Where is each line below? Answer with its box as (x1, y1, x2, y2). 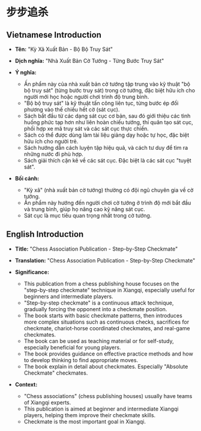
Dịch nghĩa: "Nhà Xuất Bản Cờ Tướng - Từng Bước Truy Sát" (14, 58, 164, 64)
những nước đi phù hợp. (23, 150, 84, 158)
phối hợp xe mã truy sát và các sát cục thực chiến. (23, 125, 149, 132)
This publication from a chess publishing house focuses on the (23, 280, 179, 287)
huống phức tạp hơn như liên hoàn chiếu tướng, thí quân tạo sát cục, (23, 119, 193, 126)
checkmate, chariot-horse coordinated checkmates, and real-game (23, 324, 190, 331)
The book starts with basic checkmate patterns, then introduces (23, 312, 183, 319)
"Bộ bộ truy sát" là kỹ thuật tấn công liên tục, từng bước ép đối (23, 100, 179, 107)
